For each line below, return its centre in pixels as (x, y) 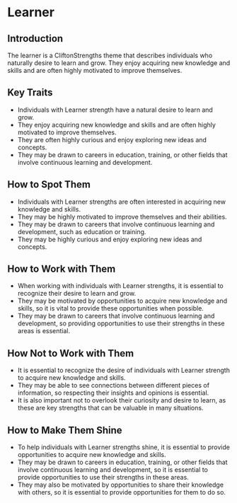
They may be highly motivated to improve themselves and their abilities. (122, 216)
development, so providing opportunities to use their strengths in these (121, 323)
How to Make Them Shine (65, 430)
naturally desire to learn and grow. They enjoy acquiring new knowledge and (119, 63)
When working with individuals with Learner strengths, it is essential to (121, 286)
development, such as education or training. (82, 231)
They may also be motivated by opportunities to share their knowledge (121, 485)
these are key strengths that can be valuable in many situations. (110, 408)
